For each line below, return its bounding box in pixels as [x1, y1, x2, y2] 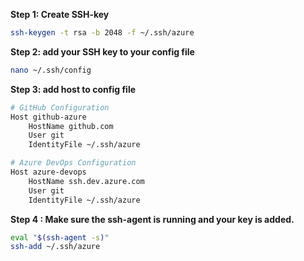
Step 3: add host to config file [10, 83, 137, 95]
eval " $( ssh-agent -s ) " [10, 232, 110, 243]
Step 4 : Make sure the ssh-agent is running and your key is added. [10, 213, 295, 225]
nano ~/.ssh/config [10, 65, 92, 75]
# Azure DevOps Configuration [10, 158, 137, 168]
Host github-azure [10, 112, 87, 122]
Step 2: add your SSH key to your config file [10, 45, 195, 58]
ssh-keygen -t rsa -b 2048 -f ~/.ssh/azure [10, 28, 195, 38]
